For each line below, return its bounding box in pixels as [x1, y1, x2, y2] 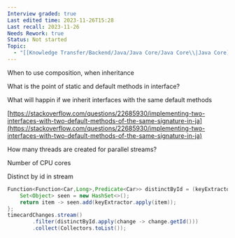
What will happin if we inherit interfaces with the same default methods [7, 95, 213, 104]
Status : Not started [7, 36, 68, 43]
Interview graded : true [7, 10, 77, 17]
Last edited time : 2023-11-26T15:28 [7, 17, 114, 24]
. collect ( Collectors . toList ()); [32, 225, 127, 232]
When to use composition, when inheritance [7, 68, 134, 77]
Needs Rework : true [7, 29, 64, 37]
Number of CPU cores [7, 158, 71, 167]
